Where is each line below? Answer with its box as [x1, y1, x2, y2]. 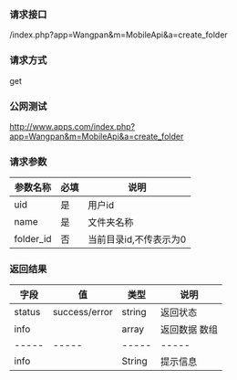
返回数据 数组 [160, 323, 219, 336]
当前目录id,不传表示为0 [88, 233, 187, 246]
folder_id [14, 233, 52, 246]
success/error [52, 306, 114, 319]
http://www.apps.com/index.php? [9, 121, 135, 132]
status [14, 306, 41, 319]
